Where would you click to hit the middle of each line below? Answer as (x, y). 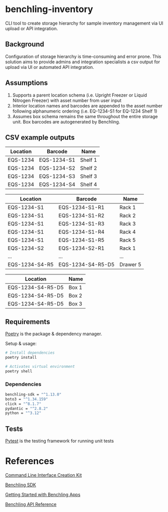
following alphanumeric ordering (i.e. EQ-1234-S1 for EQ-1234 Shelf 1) (85, 111)
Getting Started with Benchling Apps (43, 495)
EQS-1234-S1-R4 (81, 232)
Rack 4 (128, 232)
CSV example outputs (40, 137)
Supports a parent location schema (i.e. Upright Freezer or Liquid (79, 95)
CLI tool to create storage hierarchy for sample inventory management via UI (84, 23)
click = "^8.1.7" (23, 404)
